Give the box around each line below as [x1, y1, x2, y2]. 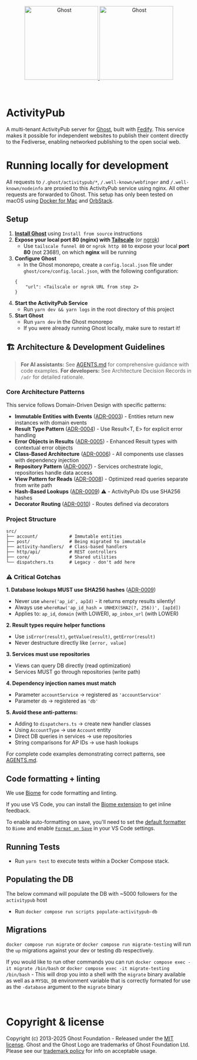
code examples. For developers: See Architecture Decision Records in [20, 367, 192, 374]
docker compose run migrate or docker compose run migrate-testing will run [6, 940, 191, 948]
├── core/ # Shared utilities [6, 554, 117, 560]
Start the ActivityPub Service [14, 299, 88, 306]
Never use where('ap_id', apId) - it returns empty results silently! [14, 598, 175, 605]
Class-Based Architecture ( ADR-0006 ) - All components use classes [14, 450, 184, 457]
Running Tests [6, 842, 60, 852]
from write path [14, 481, 52, 489]
